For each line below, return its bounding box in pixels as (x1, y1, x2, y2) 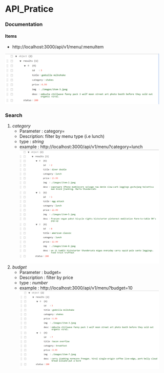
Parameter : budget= (19, 269, 61, 275)
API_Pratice (5, 3, 54, 15)
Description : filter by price (19, 274, 73, 280)
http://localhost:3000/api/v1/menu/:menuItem (12, 44, 104, 50)
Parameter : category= (19, 128, 65, 134)
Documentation (5, 21, 43, 28)
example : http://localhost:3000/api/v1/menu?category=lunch (19, 144, 143, 150)
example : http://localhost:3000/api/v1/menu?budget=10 (19, 285, 133, 291)
